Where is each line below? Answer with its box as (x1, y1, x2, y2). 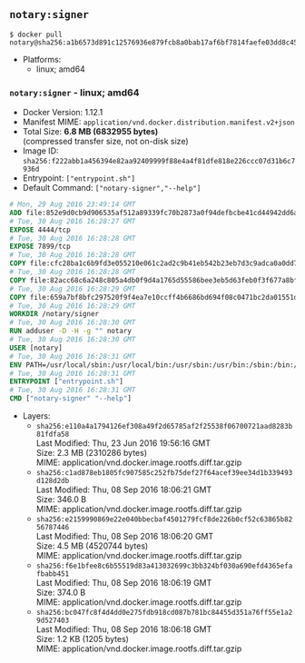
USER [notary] (9, 343, 64, 352)
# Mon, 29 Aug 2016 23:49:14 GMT (9, 200, 136, 209)
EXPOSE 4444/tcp (9, 225, 71, 234)
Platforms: (22, 54, 62, 64)
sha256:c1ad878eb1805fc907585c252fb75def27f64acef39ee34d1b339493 (35, 469, 293, 478)
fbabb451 (35, 569, 70, 579)
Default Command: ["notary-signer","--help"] (22, 183, 202, 193)
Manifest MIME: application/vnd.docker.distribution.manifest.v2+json (22, 116, 295, 127)
